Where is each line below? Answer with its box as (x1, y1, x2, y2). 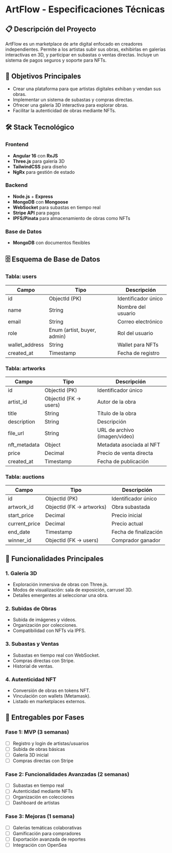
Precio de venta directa (97, 450, 154, 457)
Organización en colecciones (12, 794, 75, 800)
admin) (49, 332, 66, 340)
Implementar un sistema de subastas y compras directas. (12, 96, 134, 103)
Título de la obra (97, 410, 137, 417)
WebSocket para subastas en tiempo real (12, 204, 101, 210)
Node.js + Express (12, 193, 53, 200)
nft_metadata (8, 441, 40, 448)
